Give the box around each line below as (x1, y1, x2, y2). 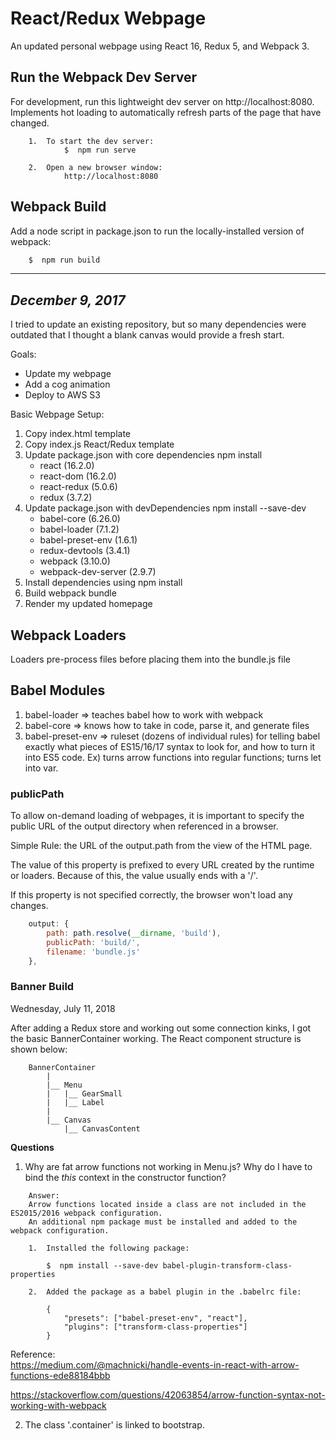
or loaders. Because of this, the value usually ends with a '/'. (10, 870, 258, 882)
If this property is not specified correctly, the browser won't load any (10, 889, 293, 901)
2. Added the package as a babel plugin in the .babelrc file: (28, 1287, 302, 1297)
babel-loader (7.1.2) (39, 523, 120, 536)
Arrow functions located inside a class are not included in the (28, 1199, 307, 1209)
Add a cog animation (24, 378, 111, 391)
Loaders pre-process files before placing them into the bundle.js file (10, 653, 291, 666)
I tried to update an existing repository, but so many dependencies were (10, 318, 307, 331)
